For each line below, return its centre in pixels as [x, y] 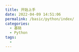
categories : [17, 24]
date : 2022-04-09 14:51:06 [33, 14]
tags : [11, 38]
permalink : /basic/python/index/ [40, 19]
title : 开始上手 [20, 10]
